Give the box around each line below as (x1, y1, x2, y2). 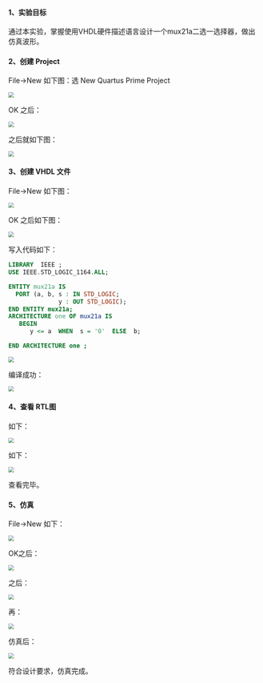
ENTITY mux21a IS (8, 283, 66, 291)
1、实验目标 (8, 7, 47, 17)
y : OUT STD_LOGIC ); (58, 297, 127, 306)
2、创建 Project (8, 56, 60, 66)
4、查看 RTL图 (8, 401, 57, 412)
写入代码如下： (8, 245, 58, 255)
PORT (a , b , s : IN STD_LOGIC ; (15, 290, 120, 298)
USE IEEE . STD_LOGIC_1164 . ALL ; (8, 268, 110, 276)
